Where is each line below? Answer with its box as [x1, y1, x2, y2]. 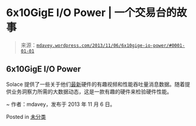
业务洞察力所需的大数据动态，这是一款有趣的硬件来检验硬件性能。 [11, 88, 172, 95]
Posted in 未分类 [6, 113, 46, 120]
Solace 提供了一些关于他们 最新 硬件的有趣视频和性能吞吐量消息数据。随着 [6, 80, 185, 88]
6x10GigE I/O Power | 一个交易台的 [6, 6, 177, 20]
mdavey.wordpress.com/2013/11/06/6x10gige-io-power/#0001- [36, 43, 185, 49]
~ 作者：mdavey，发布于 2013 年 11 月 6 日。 [6, 101, 115, 108]
